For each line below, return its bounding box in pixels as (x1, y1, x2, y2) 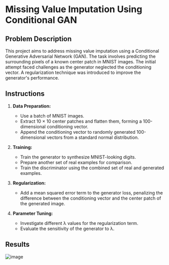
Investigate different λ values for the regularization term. (20, 220, 139, 226)
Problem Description (5, 34, 72, 43)
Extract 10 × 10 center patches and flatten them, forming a (20, 118, 142, 124)
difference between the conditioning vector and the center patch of (20, 195, 161, 201)
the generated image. (20, 200, 65, 206)
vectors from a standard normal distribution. (46, 134, 139, 140)
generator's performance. (5, 75, 59, 81)
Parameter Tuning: (12, 210, 53, 216)
